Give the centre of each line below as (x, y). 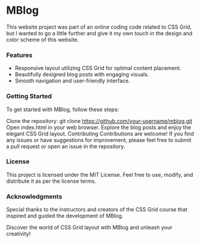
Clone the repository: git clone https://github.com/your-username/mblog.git (99, 121)
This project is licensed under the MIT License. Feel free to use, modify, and (100, 174)
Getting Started (29, 96)
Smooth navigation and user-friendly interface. (72, 81)
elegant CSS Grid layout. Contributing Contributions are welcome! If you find (100, 133)
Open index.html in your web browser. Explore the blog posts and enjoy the (99, 127)
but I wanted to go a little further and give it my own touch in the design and (99, 33)
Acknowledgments (34, 196)
